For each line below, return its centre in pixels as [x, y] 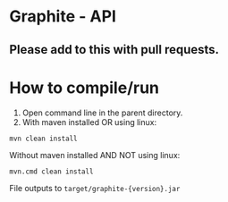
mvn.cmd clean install [51, 172]
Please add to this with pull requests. [114, 50]
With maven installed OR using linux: [89, 122]
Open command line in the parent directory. [102, 113]
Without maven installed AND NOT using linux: [95, 155]
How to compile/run [84, 88]
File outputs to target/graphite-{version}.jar [95, 188]
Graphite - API [63, 17]
